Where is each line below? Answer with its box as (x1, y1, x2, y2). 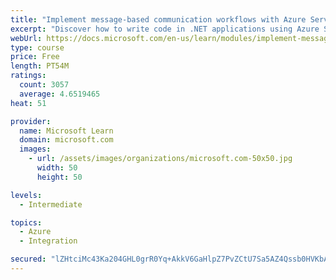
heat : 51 (10, 98, 47, 108)
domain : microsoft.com (19, 135, 114, 145)
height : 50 (36, 172, 83, 182)
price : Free (10, 52, 60, 62)
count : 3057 (19, 80, 70, 90)
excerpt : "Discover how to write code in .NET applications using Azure (10, 24, 320, 34)
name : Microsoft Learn (19, 126, 114, 136)
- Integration (19, 236, 78, 246)
